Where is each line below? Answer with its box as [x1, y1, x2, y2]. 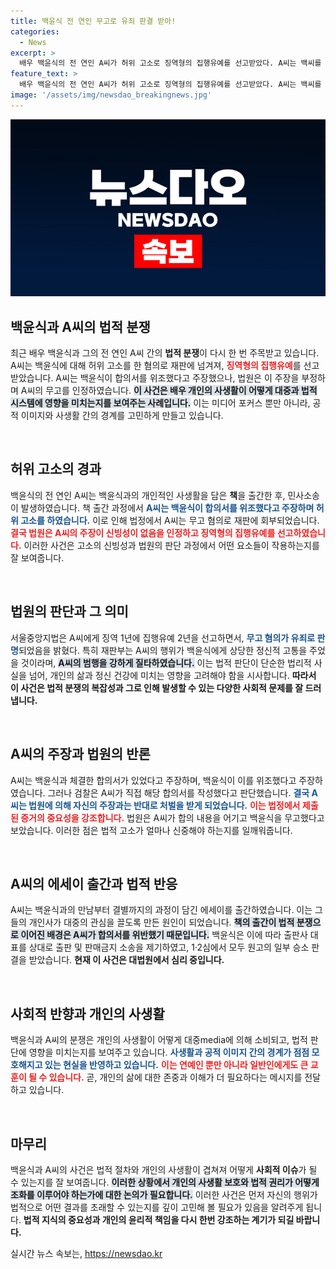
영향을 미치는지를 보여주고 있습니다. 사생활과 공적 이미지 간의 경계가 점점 [28, 1046, 310, 1059]
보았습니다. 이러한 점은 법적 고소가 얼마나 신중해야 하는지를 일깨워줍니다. [10, 824, 293, 836]
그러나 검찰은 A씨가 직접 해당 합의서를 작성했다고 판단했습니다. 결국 [47, 786, 310, 799]
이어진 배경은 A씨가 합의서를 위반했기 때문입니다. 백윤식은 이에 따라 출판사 [20, 929, 308, 941]
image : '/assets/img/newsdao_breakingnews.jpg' [10, 90, 213, 100]
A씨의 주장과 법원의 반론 [10, 746, 151, 763]
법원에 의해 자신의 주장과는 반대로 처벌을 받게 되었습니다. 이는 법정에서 [28, 799, 301, 811]
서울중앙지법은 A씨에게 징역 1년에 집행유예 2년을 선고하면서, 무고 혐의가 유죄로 [10, 631, 316, 644]
